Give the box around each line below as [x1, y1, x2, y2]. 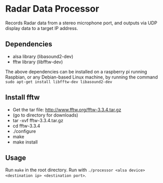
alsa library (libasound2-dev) [12, 53, 74, 59]
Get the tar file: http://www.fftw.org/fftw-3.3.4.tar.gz [12, 106, 121, 113]
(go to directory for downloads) [12, 112, 79, 118]
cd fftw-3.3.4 [12, 123, 41, 129]
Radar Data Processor [5, 3, 100, 15]
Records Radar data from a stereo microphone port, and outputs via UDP [5, 20, 157, 26]
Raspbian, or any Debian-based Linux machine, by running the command [5, 74, 158, 80]
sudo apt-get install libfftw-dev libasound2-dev [5, 79, 113, 84]
